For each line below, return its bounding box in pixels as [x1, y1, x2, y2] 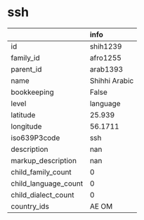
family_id [11, 53, 40, 63]
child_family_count [11, 167, 72, 176]
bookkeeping [11, 87, 54, 97]
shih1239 [89, 41, 122, 51]
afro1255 [89, 53, 122, 63]
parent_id [11, 64, 42, 74]
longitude [11, 121, 42, 131]
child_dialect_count [11, 190, 74, 200]
